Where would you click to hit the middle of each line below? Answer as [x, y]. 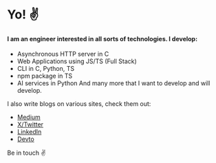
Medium [29, 117]
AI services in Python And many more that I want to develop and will [114, 83]
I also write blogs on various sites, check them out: [79, 104]
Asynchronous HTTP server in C [63, 54]
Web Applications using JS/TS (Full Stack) [77, 61]
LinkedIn [29, 132]
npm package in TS [45, 76]
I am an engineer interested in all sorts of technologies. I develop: [102, 39]
